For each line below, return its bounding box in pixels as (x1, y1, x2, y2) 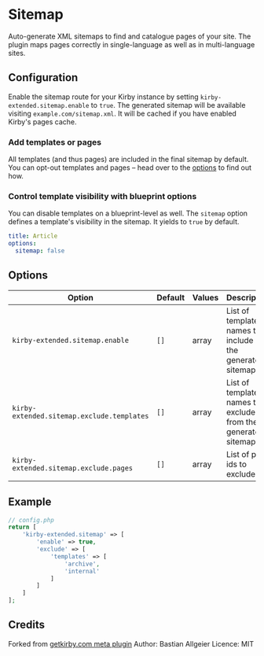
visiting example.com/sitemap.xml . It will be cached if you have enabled (8, 109, 237, 118)
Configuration (8, 71, 79, 84)
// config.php (8, 516, 55, 524)
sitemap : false (15, 247, 65, 255)
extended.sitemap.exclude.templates (12, 411, 149, 420)
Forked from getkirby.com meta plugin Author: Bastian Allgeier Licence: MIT (8, 639, 254, 648)
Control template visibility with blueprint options (8, 190, 197, 201)
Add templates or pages (8, 136, 102, 147)
